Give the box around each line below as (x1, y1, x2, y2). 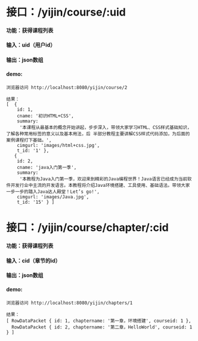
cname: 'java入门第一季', (17, 165, 77, 171)
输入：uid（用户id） (6, 41, 55, 48)
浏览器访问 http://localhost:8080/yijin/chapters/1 (6, 300, 133, 306)
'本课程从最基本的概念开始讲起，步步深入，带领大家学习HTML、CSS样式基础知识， (19, 125, 192, 131)
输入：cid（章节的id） (6, 257, 61, 264)
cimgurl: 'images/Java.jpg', (17, 194, 89, 200)
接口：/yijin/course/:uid (6, 5, 126, 19)
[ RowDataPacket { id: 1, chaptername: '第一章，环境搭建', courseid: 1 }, (6, 318, 192, 324)
